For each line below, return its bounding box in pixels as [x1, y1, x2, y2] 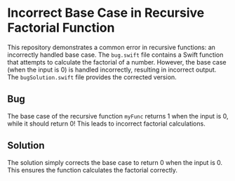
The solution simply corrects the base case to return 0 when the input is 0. [7, 158, 223, 166]
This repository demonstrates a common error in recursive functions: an [7, 43, 216, 51]
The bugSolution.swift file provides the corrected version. [7, 72, 177, 81]
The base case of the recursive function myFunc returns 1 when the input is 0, [7, 112, 229, 120]
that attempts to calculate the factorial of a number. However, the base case [7, 58, 227, 66]
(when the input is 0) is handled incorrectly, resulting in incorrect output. [7, 65, 217, 74]
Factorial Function [7, 20, 115, 36]
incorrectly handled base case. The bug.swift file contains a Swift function [7, 51, 224, 59]
